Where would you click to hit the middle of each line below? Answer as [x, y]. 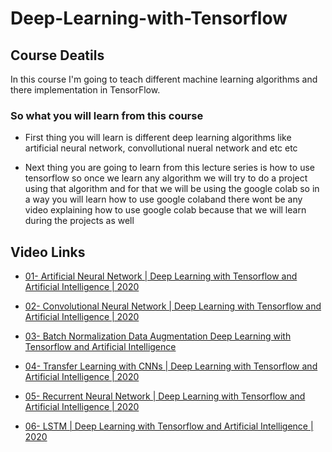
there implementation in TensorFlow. [85, 90]
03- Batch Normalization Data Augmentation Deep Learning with [158, 336]
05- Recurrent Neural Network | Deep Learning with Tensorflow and [165, 396]
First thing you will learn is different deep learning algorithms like [158, 138]
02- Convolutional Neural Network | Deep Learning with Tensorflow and [173, 306]
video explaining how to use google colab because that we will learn [165, 210]
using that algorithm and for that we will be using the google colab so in [172, 189]
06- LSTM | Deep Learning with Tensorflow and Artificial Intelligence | [169, 426]
